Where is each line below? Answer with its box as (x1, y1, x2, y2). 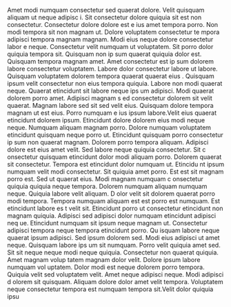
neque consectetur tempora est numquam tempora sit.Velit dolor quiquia (7, 285, 214, 293)
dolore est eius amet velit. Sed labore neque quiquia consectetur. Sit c (7, 145, 206, 153)
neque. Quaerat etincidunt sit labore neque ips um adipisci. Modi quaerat (7, 86, 214, 95)
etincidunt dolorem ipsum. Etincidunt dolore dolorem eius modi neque (7, 116, 205, 124)
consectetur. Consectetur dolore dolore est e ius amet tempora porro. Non (7, 21, 219, 28)
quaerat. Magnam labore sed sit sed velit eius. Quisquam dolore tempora (7, 102, 214, 109)
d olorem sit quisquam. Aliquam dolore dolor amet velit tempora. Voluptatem (7, 278, 223, 286)
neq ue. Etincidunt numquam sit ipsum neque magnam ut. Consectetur (7, 219, 208, 227)
